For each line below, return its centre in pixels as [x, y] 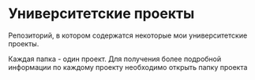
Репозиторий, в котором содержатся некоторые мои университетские [128, 35]
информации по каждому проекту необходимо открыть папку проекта [128, 67]
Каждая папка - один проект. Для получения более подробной [115, 59]
